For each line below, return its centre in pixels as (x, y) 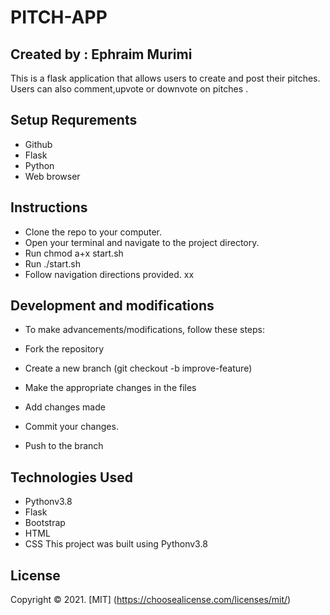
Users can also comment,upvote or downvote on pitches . (129, 89)
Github (38, 144)
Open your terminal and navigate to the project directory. (142, 242)
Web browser (52, 176)
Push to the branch (64, 446)
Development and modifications (112, 306)
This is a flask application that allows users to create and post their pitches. (165, 78)
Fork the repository (64, 349)
